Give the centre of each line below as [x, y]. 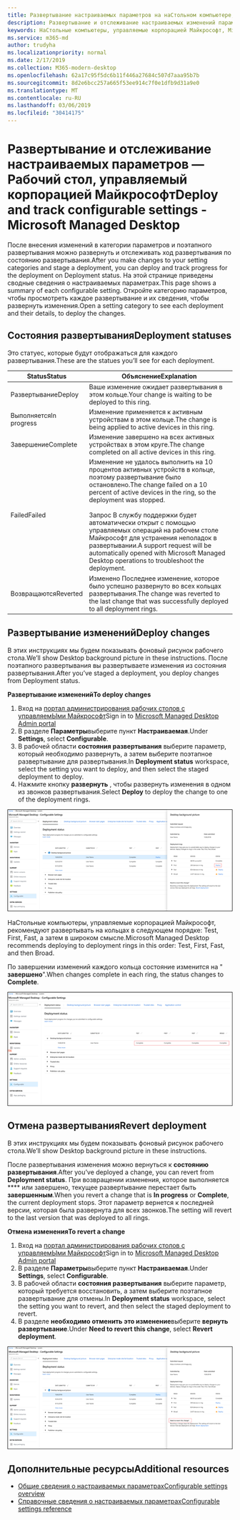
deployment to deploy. [51, 776]
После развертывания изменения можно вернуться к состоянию [108, 1164]
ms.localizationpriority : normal [57, 53]
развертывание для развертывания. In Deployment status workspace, [124, 761]
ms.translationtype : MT [43, 90]
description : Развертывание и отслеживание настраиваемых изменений [111, 22]
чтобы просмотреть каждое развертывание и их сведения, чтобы [108, 298]
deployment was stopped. [127, 500]
